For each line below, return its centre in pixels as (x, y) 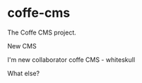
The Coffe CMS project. (42, 32)
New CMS (22, 46)
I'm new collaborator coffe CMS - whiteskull (71, 59)
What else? (24, 73)
